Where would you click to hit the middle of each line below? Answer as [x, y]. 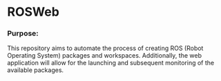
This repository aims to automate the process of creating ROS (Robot [105, 48]
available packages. [36, 70]
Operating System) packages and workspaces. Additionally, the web [105, 56]
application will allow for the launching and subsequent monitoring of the [111, 63]
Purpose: [23, 34]
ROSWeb [33, 12]
